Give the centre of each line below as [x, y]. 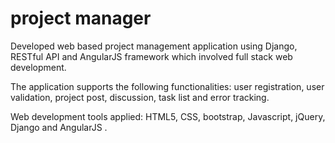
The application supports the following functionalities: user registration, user [167, 86]
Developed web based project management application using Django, [154, 46]
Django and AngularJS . [59, 127]
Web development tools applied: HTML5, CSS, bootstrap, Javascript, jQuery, [168, 116]
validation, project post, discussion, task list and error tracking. [140, 97]
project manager [81, 18]
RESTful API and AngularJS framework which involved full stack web [151, 56]
